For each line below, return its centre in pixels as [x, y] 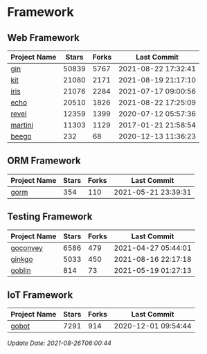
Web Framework [43, 38]
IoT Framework [40, 295]
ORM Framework [44, 161]
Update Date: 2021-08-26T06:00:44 [60, 343]
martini [22, 125]
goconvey [27, 248]
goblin [21, 270]
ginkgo [22, 259]
